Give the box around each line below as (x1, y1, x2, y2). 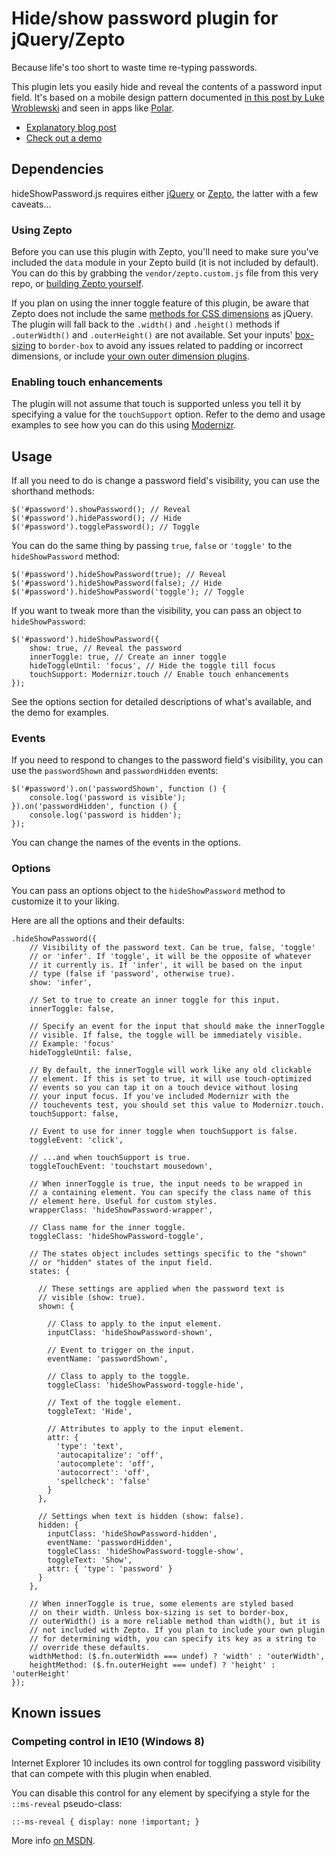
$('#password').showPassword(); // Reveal (11, 505, 191, 515)
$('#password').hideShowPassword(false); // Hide (11, 578, 223, 589)
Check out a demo (25, 132, 103, 144)
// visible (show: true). (37, 1292, 146, 1302)
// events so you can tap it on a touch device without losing (29, 1082, 299, 1092)
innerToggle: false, (29, 1003, 115, 1014)
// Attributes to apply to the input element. (47, 1423, 245, 1434)
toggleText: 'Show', (47, 1555, 133, 1565)
